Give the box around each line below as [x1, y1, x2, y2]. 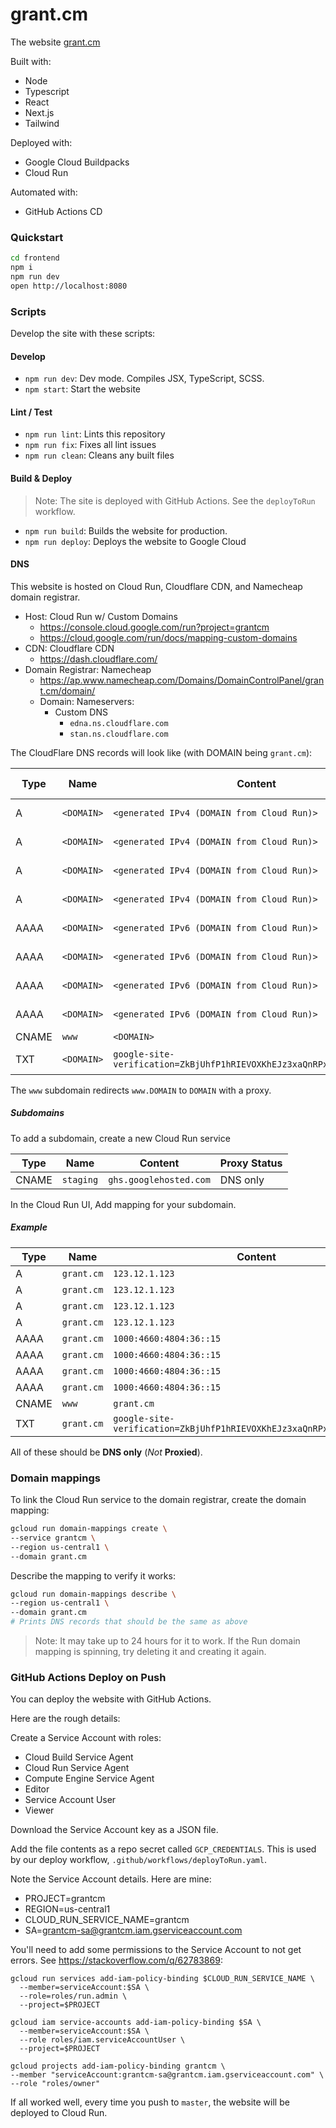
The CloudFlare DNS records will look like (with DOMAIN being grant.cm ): [10, 746, 313, 758]
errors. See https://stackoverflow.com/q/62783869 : [10, 1954, 223, 1967]
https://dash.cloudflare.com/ [39, 653, 158, 665]
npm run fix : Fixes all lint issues [24, 439, 157, 451]
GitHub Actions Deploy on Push [10, 1671, 167, 1684]
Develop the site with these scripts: [10, 328, 156, 340]
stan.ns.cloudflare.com [69, 729, 169, 739]
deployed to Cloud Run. [10, 2107, 108, 2119]
